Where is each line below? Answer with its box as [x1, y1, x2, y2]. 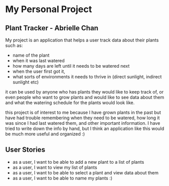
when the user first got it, [12, 68, 66, 74]
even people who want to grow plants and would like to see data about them [5, 95, 164, 100]
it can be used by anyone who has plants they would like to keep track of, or [5, 89, 164, 95]
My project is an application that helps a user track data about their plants [5, 37, 159, 43]
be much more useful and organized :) [5, 131, 85, 137]
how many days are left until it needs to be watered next [12, 63, 130, 69]
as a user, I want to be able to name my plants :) [12, 175, 113, 181]
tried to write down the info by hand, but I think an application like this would [5, 125, 164, 131]
